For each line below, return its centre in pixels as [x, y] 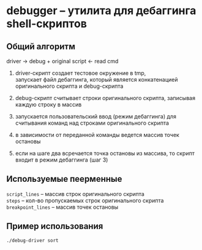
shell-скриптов [47, 24]
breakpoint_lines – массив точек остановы [62, 207]
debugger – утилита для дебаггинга [101, 11]
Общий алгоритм [41, 46]
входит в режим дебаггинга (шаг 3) [62, 160]
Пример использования [55, 226]
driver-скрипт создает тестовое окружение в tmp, [80, 73]
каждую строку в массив [48, 104]
